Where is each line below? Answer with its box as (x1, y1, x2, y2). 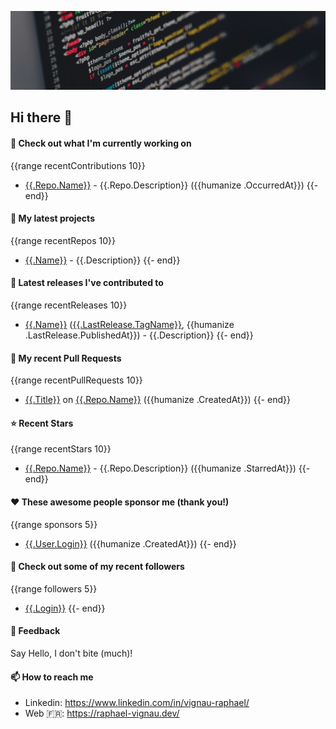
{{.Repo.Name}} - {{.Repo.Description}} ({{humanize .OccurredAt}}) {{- (24, 179, 319, 191)
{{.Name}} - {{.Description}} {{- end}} (24, 254, 181, 266)
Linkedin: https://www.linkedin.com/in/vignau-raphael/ (24, 697, 250, 709)
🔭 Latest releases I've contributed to (10, 277, 164, 289)
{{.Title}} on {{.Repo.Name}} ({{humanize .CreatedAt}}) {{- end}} (24, 394, 291, 406)
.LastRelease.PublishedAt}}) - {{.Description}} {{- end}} (24, 329, 254, 341)
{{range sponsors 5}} (10, 518, 98, 530)
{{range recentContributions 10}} (10, 159, 146, 171)
